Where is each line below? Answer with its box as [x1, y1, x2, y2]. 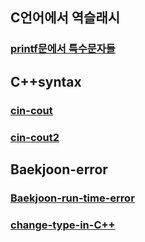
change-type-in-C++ [10, 218, 116, 232]
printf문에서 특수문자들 [10, 42, 116, 56]
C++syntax [10, 73, 82, 90]
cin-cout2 [10, 130, 60, 144]
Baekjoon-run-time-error [10, 191, 135, 205]
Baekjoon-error [10, 161, 108, 178]
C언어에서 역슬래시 [10, 9, 121, 27]
